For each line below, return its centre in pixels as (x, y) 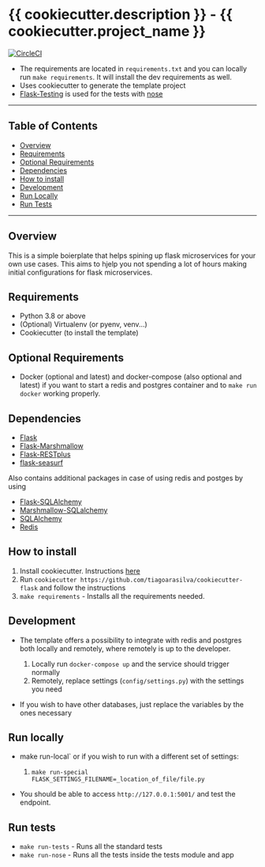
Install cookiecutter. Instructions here (80, 570)
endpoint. (35, 803)
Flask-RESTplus (45, 454)
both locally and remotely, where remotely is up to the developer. (125, 648)
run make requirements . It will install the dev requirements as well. (126, 77)
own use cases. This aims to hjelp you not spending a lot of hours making (127, 263)
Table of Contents (53, 126)
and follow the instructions (82, 588)
